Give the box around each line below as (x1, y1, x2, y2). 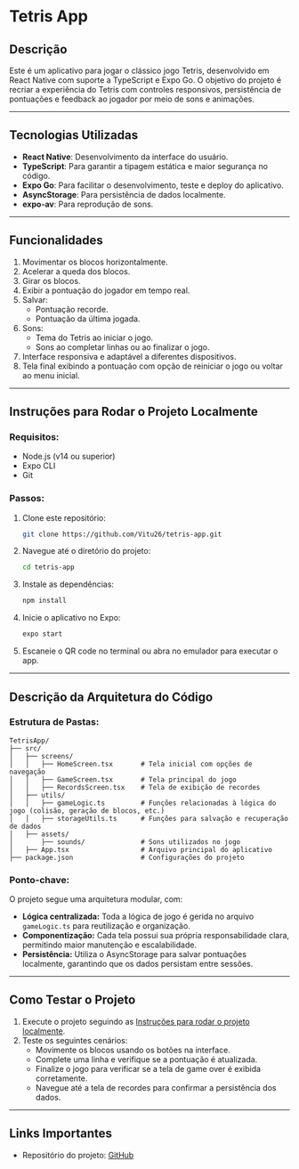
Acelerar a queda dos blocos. (21, 265, 131, 277)
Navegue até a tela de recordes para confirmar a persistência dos (35, 1082, 277, 1092)
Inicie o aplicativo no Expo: (21, 613, 121, 623)
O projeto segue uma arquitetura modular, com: (9, 894, 183, 905)
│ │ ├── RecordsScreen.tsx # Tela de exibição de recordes (9, 783, 261, 792)
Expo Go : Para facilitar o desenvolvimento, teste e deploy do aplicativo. (21, 180, 285, 191)
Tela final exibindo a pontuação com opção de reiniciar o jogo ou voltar (21, 361, 283, 371)
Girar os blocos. (21, 275, 81, 286)
